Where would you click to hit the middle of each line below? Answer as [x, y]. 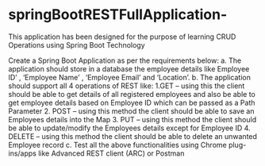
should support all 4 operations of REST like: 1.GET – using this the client [127, 86]
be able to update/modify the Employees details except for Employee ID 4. [130, 128]
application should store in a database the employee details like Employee [129, 68]
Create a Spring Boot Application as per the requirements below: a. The [125, 60]
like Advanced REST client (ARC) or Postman [111, 153]
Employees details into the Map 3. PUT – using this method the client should [132, 119]
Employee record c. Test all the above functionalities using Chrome [118, 145]
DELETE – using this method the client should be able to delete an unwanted [133, 136]
